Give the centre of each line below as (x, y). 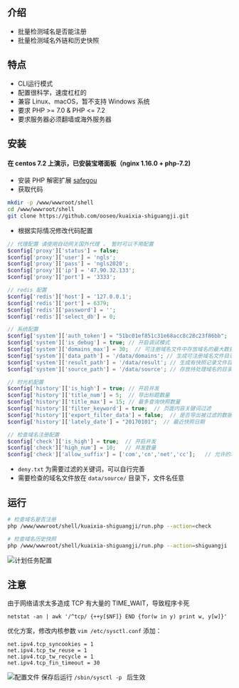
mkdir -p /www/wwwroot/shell (51, 203)
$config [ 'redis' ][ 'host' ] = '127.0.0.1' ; (70, 297)
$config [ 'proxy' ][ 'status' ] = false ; (63, 251)
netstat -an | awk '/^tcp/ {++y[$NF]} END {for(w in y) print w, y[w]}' (117, 617)
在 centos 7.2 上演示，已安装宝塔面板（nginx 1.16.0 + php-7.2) (99, 163)
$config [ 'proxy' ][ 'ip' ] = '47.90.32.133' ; (71, 271)
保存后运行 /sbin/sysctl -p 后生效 (93, 677)
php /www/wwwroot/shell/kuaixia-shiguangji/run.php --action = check (110, 526)
